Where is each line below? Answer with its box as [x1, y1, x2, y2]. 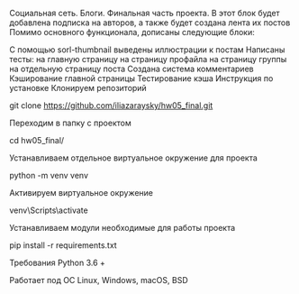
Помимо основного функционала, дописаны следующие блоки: [9, 27, 255, 37]
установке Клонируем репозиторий [9, 83, 147, 93]
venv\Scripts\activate [9, 205, 88, 216]
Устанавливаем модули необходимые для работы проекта [9, 223, 236, 233]
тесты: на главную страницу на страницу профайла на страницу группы [9, 54, 287, 64]
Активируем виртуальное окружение [9, 188, 154, 198]
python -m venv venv [9, 170, 88, 180]
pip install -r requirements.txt [9, 240, 117, 251]
